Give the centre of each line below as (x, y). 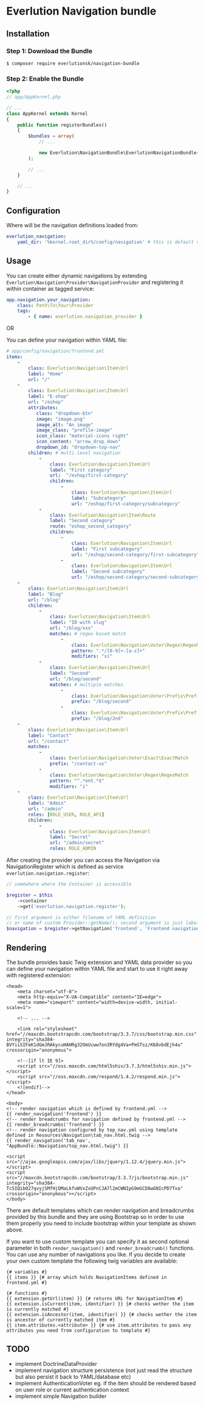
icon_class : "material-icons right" (83, 436)
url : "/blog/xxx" (72, 628)
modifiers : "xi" (92, 656)
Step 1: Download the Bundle (49, 51)
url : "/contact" (49, 741)
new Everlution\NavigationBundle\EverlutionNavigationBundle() (120, 153)
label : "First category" (81, 470)
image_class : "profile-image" (74, 430)
